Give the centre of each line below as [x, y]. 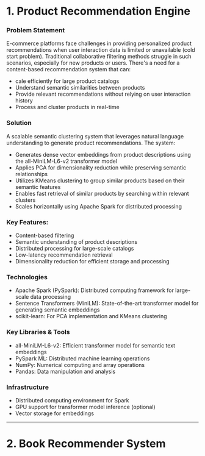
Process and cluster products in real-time [67, 107]
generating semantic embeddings [57, 310]
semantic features [38, 187]
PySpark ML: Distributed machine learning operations [82, 358]
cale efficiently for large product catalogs [67, 81]
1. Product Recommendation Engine [99, 11]
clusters [25, 200]
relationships [31, 174]
